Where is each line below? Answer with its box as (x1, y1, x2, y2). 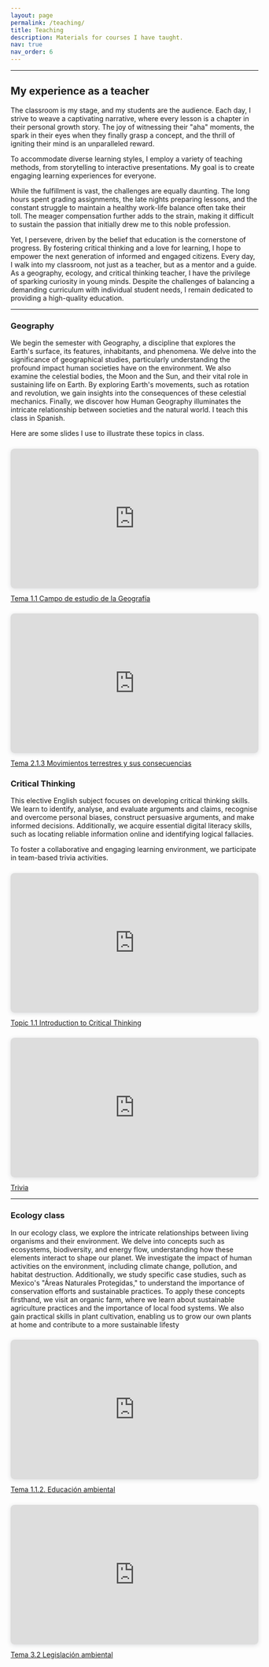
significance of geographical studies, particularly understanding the (10, 355, 230, 364)
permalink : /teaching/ (10, 19, 85, 27)
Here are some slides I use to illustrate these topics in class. (10, 429, 205, 438)
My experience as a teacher (10, 84, 150, 98)
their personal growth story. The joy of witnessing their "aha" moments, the (10, 122, 255, 131)
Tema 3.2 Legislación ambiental (10, 1650, 114, 1659)
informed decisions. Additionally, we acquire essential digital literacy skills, (10, 821, 252, 831)
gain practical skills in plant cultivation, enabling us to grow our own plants (10, 1311, 252, 1321)
